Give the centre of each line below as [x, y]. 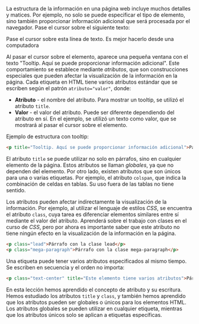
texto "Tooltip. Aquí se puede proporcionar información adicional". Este [93, 63]
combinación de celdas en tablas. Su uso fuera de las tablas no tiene [90, 184]
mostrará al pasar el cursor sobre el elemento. [71, 125]
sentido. [16, 190]
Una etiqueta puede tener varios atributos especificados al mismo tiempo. [97, 261]
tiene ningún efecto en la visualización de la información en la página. [91, 233]
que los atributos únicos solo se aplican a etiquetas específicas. [84, 315]
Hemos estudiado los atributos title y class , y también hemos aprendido [96, 296]
